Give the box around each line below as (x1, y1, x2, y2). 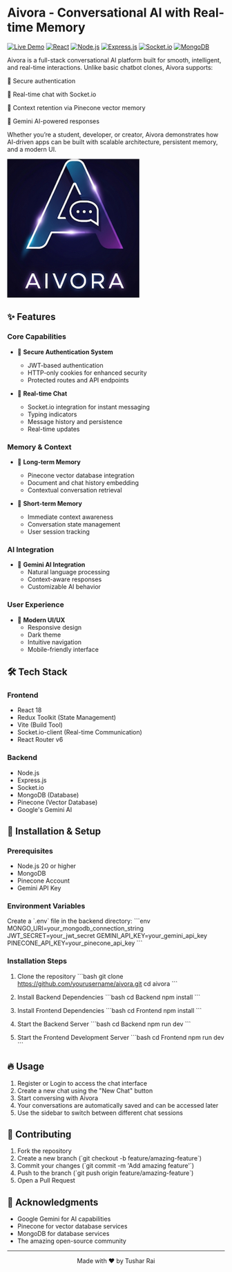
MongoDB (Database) (17, 790, 79, 799)
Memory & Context (7, 442, 72, 452)
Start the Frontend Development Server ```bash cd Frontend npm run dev (17, 1033, 224, 1041)
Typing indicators (27, 410, 77, 418)
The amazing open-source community (17, 1237, 126, 1245)
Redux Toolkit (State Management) (17, 714, 116, 722)
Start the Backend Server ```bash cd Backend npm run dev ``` (17, 1020, 191, 1028)
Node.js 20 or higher (17, 862, 77, 870)
